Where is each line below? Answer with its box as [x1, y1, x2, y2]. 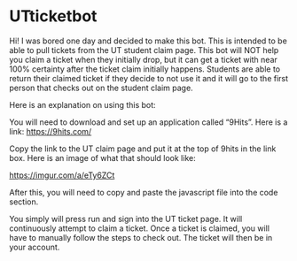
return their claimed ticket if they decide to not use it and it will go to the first [9, 73, 289, 83]
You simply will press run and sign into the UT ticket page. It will [9, 213, 243, 224]
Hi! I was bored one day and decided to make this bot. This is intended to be [9, 35, 288, 46]
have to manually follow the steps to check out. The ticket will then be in [9, 232, 273, 242]
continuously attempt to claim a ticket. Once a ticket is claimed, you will [9, 223, 270, 234]
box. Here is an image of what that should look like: [9, 152, 197, 163]
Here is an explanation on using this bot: [9, 99, 157, 110]
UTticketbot [9, 6, 98, 27]
